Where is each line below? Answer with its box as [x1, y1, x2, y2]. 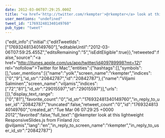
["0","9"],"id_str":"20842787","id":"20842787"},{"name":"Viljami [5, 76, 136, 82]
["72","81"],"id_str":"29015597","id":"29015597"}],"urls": [5, 86, 118, 92]
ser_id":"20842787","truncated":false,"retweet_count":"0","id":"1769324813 [5, 102, 159, 108]
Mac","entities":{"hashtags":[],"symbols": [59, 65, 142, 71]
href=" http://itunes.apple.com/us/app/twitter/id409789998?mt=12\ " [5, 60, 142, 66]
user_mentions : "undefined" [5, 16, 63, 21]
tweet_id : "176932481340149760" [5, 21, 71, 26]
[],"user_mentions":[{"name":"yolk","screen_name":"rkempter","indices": [5, 70, 152, 76]
